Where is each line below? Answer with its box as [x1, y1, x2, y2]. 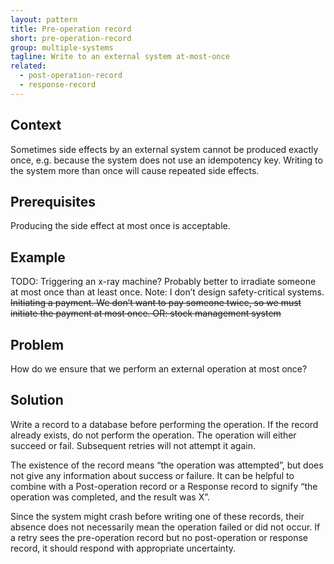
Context [10, 117, 62, 134]
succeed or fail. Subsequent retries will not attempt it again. [10, 439, 256, 451]
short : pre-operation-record [10, 33, 132, 43]
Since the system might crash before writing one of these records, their [10, 510, 305, 522]
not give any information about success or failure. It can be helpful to [10, 469, 295, 481]
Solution [10, 392, 64, 409]
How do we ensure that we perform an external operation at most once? [10, 363, 308, 375]
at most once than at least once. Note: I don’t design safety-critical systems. [10, 286, 325, 298]
